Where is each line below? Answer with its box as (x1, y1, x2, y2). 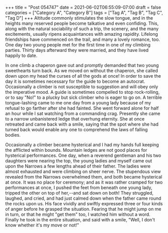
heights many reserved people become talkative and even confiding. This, (5, 20, 159, 26)
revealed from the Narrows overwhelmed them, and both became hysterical (5, 174, 162, 180)
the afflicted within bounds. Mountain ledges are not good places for (5, 147, 147, 153)
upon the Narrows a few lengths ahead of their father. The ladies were (5, 163, 151, 169)
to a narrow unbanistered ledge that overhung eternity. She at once (5, 116, 145, 122)
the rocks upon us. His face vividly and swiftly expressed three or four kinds (5, 201, 163, 206)
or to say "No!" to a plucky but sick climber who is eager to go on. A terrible (5, 94, 162, 100)
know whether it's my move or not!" (5, 222, 79, 228)
